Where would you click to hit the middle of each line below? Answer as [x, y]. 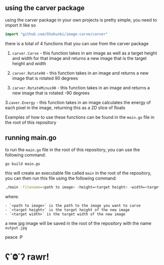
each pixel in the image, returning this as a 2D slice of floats [65, 107]
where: [12, 197]
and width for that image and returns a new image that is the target [79, 58]
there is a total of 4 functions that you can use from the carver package [77, 43]
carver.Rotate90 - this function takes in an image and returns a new [80, 73]
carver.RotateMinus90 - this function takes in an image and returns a [81, 87]
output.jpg [16, 228]
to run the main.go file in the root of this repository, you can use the [72, 150]
